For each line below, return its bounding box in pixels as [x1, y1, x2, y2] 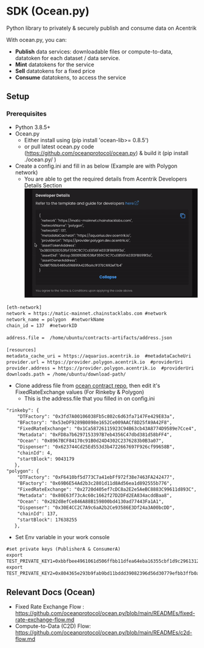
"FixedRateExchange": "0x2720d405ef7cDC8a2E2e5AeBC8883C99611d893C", [17, 486, 197, 493]
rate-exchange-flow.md [15, 616, 75, 623]
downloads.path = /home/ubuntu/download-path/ [6, 371, 126, 377]
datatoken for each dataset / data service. [15, 54, 120, 61]
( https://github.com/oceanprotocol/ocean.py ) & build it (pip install [24, 149, 189, 156]
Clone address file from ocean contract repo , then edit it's [15, 382, 161, 390]
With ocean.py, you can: [6, 36, 67, 43]
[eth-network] [6, 305, 42, 311]
